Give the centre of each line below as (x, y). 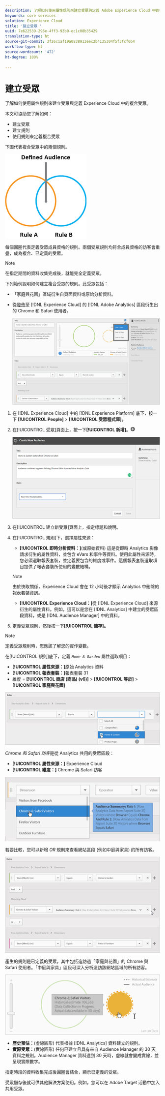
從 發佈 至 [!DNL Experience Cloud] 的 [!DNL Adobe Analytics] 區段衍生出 (85, 304)
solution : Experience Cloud (34, 21)
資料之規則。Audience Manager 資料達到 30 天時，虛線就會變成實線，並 (85, 1056)
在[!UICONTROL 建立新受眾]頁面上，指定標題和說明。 (67, 527)
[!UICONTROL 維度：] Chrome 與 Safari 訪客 (57, 769)
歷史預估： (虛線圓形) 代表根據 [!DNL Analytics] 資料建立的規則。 (77, 1043)
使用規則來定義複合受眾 (36, 137)
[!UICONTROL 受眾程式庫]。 (97, 419)
